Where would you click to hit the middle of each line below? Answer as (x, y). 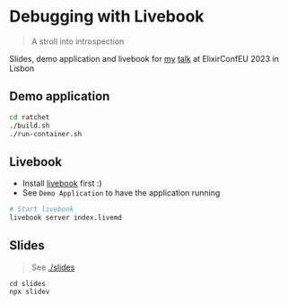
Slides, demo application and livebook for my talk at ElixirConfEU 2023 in (144, 58)
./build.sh (30, 126)
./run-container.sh (46, 134)
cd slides (28, 283)
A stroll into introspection (78, 41)
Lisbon (22, 68)
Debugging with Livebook (107, 17)
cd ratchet (30, 117)
